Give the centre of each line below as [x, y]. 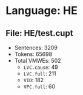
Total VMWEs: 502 [38, 61]
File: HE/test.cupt [39, 33]
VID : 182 [33, 80]
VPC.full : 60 [39, 86]
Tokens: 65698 [33, 54]
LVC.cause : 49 [41, 67]
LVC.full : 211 [40, 73]
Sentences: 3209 [36, 47]
